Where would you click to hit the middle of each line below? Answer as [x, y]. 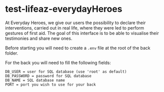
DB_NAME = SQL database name [35, 80]
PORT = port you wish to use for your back [51, 85]
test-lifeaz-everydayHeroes [64, 9]
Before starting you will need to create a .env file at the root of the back [78, 48]
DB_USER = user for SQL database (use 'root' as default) [66, 72]
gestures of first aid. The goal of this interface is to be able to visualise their [82, 33]
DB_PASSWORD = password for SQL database [48, 76]
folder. [12, 53]
